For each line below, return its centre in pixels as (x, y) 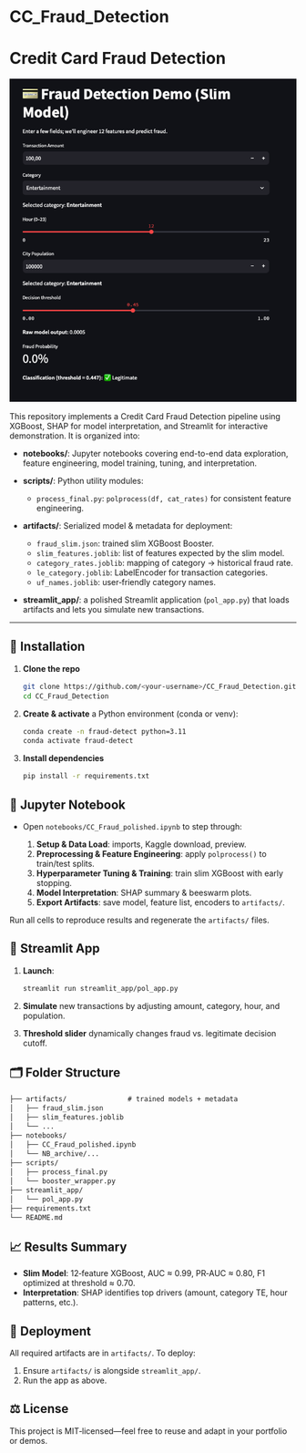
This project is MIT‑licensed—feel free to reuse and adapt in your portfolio (148, 1431)
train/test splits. (66, 863)
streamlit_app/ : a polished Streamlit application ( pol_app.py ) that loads (156, 600)
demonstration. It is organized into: (75, 436)
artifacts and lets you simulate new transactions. (113, 609)
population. (44, 1015)
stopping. (54, 882)
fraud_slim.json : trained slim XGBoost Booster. (125, 543)
